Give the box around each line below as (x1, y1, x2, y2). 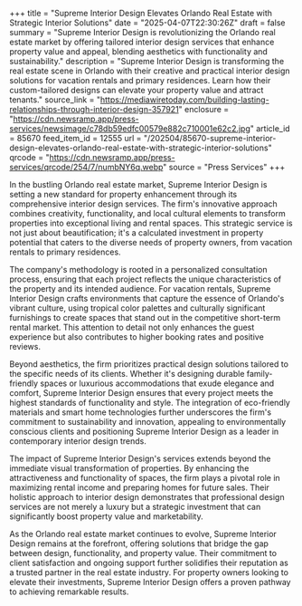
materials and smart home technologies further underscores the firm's (9, 407, 272, 418)
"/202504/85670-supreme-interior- (143, 133, 277, 143)
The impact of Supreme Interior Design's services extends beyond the (9, 453, 271, 464)
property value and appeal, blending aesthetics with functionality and (9, 46, 269, 57)
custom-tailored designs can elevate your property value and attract (9, 85, 264, 95)
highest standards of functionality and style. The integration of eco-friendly (9, 398, 291, 408)
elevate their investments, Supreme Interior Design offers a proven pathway (9, 577, 291, 587)
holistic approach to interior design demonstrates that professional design (9, 492, 285, 502)
